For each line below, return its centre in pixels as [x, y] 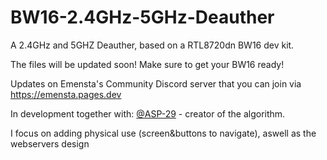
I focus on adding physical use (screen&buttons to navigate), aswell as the [163, 133]
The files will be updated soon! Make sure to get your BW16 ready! [147, 64]
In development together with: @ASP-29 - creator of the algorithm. [148, 113]
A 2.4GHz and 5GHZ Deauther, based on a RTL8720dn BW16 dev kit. [152, 45]
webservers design [50, 143]
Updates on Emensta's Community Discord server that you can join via [156, 83]
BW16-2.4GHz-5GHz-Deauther [142, 17]
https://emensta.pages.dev [66, 94]
